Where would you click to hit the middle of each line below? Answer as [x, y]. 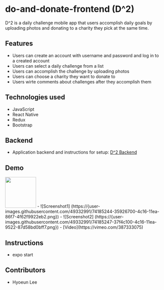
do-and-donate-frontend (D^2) [70, 9]
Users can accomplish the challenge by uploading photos [71, 71]
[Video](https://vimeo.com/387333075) [103, 227]
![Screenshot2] [79, 217]
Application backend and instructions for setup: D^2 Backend [75, 152]
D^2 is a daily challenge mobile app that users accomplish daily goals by [79, 23]
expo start [23, 255]
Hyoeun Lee [25, 282]
